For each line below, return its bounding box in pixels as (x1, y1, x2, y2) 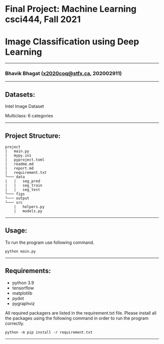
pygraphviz (12, 301, 35, 306)
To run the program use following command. (5, 239, 95, 245)
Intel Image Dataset (5, 104, 44, 109)
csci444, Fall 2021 (5, 14, 81, 25)
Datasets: (5, 90, 35, 99)
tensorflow (12, 285, 34, 291)
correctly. (5, 320, 24, 326)
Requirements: (5, 267, 51, 275)
